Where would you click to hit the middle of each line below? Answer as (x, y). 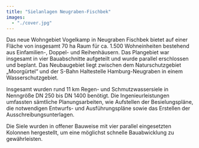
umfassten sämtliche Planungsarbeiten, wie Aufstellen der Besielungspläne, (100, 102)
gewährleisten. (25, 139)
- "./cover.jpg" (32, 23)
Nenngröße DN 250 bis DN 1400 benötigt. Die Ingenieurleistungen (88, 95)
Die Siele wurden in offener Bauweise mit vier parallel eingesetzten (89, 127)
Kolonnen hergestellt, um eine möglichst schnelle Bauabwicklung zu (90, 132)
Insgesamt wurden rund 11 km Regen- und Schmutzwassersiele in (88, 90)
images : (16, 17)
